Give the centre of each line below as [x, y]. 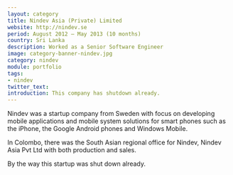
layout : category [33, 14]
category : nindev [33, 60]
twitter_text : [28, 87]
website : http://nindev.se [47, 27]
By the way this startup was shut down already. [77, 164]
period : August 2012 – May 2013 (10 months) [74, 34]
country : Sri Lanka [36, 41]
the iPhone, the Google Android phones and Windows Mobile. [98, 129]
